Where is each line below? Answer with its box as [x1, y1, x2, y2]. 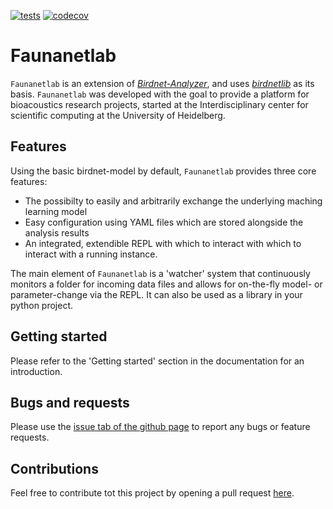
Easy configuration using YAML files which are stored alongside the [24, 216, 304, 228]
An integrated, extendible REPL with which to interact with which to [24, 237, 302, 249]
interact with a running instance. [24, 248, 158, 260]
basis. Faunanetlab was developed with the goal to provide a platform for [10, 88, 310, 100]
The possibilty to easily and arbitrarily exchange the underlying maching [24, 195, 323, 207]
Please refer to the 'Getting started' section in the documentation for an [10, 355, 305, 367]
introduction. [10, 365, 63, 377]
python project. [10, 299, 74, 311]
